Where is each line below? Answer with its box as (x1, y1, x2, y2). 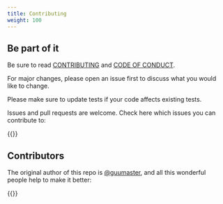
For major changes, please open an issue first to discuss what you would (7, 74, 217, 83)
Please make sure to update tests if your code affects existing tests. (7, 95, 202, 104)
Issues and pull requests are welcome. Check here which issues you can (7, 109, 216, 117)
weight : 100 (7, 17, 42, 24)
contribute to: (7, 116, 47, 125)
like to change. (7, 81, 50, 91)
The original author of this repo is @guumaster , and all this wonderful (7, 168, 206, 177)
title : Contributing (7, 10, 68, 17)
